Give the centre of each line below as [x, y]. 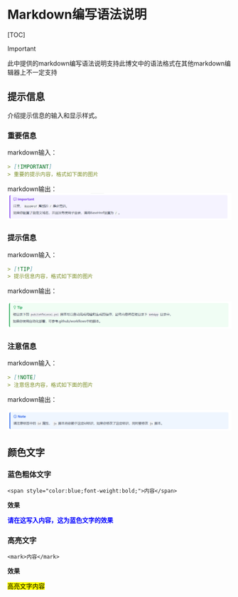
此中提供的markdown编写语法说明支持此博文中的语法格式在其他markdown [116, 63]
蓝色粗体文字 [29, 474]
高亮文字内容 [26, 586]
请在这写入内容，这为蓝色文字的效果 [60, 520]
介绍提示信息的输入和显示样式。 [54, 115]
